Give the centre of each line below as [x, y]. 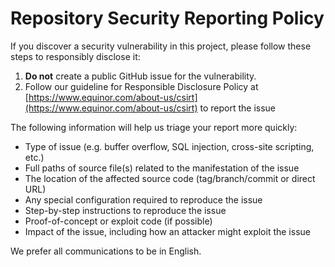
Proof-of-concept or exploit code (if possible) [118, 221]
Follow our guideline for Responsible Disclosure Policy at [141, 86]
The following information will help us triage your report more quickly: [154, 127]
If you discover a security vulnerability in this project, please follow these [161, 46]
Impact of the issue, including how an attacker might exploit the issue [167, 231]
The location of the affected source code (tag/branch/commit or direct [170, 178]
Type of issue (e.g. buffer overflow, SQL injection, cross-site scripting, [169, 146]
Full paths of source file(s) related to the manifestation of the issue [162, 168]
